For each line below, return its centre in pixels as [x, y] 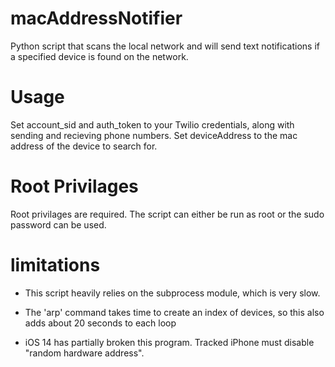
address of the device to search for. [84, 146]
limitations [55, 265]
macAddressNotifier [96, 18]
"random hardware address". [84, 353]
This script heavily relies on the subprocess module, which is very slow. [172, 293]
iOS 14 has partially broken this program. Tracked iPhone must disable [169, 342]
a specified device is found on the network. [99, 56]
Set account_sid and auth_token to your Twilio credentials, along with [152, 124]
